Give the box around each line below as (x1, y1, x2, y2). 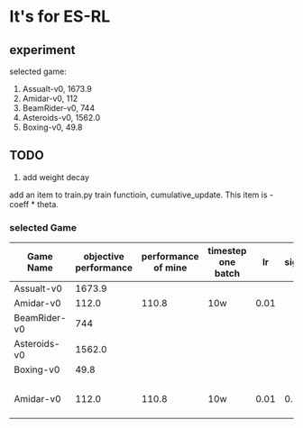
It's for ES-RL (9, 6, 111, 27)
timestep (207, 245, 247, 258)
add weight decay (22, 171, 90, 182)
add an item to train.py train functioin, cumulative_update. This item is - (9, 189, 273, 200)
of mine (152, 261, 188, 274)
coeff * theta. (9, 198, 59, 209)
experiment (9, 42, 76, 58)
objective (83, 250, 124, 263)
